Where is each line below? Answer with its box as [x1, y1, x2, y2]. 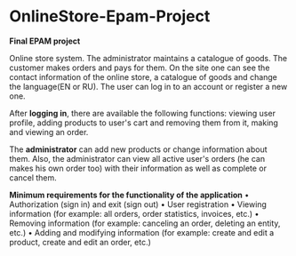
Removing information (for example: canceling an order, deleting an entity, [9, 218, 281, 228]
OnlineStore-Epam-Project [9, 6, 211, 27]
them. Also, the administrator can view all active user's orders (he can [9, 153, 265, 164]
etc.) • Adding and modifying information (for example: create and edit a [9, 227, 275, 237]
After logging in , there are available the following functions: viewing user [9, 108, 276, 118]
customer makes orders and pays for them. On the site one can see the [9, 62, 270, 73]
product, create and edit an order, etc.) [9, 236, 151, 247]
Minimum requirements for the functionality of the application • [9, 189, 250, 200]
